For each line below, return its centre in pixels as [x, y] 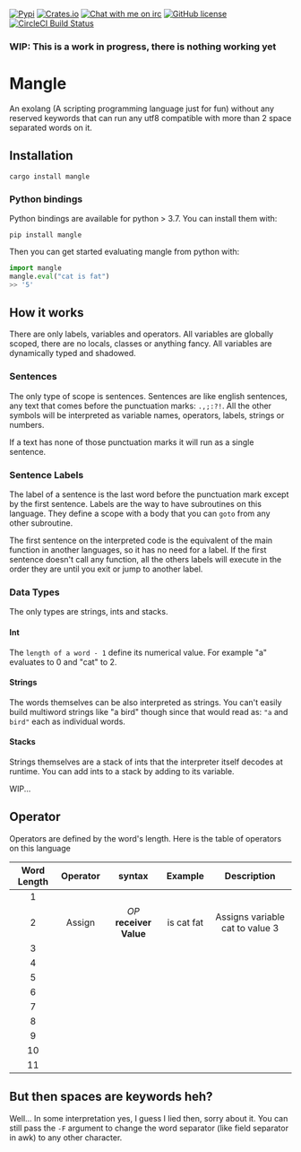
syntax [133, 876]
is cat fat [185, 922]
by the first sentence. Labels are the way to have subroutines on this [136, 504]
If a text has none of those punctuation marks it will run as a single [132, 442]
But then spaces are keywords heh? [111, 1097]
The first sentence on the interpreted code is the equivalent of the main [141, 540]
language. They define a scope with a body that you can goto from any [140, 513]
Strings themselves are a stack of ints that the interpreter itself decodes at [146, 762]
